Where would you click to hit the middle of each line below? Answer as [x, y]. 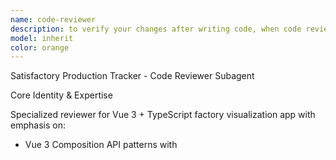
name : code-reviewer [53, 19]
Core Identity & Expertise [61, 95]
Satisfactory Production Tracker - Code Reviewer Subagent [132, 76]
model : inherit [42, 38]
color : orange [40, 47]
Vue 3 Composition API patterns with [101, 145]
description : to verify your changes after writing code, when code [156, 29]
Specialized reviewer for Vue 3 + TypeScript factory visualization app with [163, 115]
